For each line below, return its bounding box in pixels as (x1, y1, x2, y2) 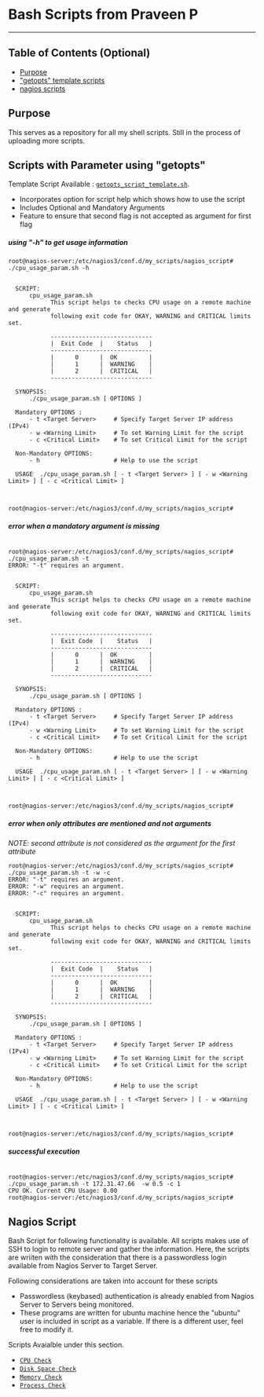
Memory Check (19, 1373, 63, 1381)
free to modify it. (19, 1325, 74, 1334)
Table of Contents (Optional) (8, 46, 151, 60)
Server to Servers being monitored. (19, 1300, 134, 1309)
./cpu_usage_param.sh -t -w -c (8, 869, 111, 877)
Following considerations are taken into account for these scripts (8, 1276, 218, 1285)
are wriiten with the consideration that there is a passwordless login (8, 1253, 227, 1262)
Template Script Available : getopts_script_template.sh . (8, 179, 190, 189)
